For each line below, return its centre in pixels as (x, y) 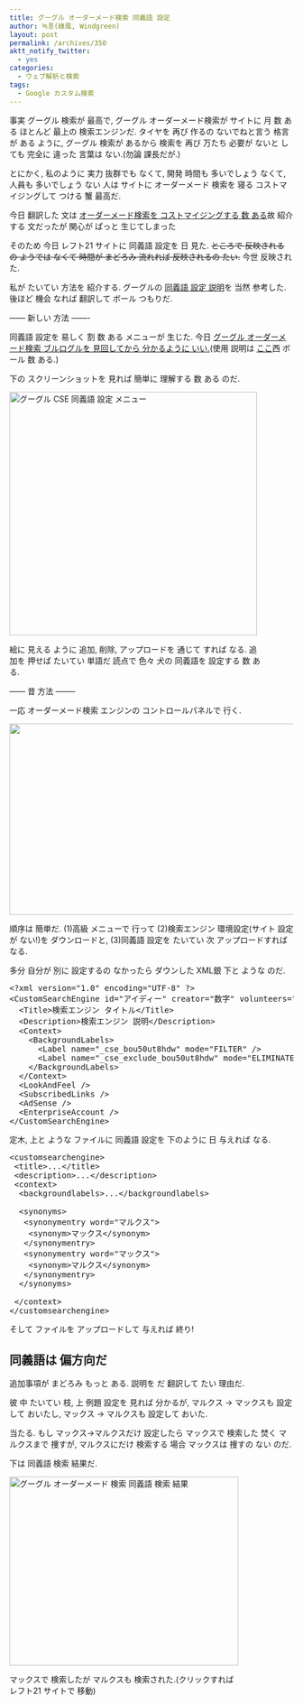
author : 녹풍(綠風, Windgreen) (65, 26)
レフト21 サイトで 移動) (53, 1691)
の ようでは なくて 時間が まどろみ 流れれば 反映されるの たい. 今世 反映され (151, 256)
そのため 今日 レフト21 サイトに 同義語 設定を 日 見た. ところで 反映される (147, 245)
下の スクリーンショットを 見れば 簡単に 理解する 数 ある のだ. (125, 378)
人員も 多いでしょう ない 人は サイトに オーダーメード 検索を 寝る (132, 184)
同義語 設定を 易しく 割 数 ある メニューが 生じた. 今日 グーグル (127, 337)
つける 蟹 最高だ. (90, 196)
